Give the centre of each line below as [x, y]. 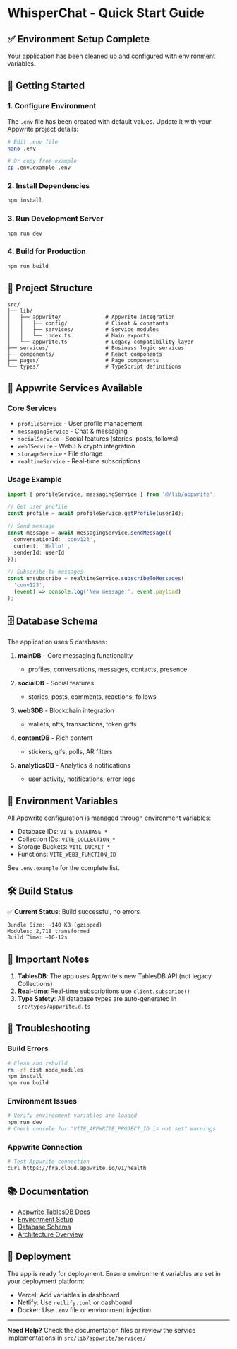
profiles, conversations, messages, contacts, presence [108, 669]
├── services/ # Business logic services [96, 348]
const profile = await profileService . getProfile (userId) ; [96, 514]
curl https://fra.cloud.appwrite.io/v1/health [77, 1169]
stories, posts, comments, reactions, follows [92, 696]
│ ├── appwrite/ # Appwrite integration [91, 317]
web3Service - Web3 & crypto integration [76, 446]
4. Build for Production [47, 251]
